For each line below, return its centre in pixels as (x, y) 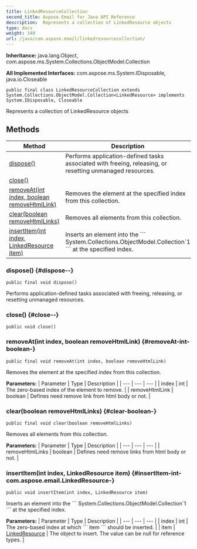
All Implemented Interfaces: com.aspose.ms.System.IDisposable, (86, 73)
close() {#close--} (33, 315)
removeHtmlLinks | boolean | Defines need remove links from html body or (96, 452)
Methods (23, 130)
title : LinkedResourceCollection (47, 11)
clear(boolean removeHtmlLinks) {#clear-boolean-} (81, 411)
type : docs (19, 28)
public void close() (31, 327)
